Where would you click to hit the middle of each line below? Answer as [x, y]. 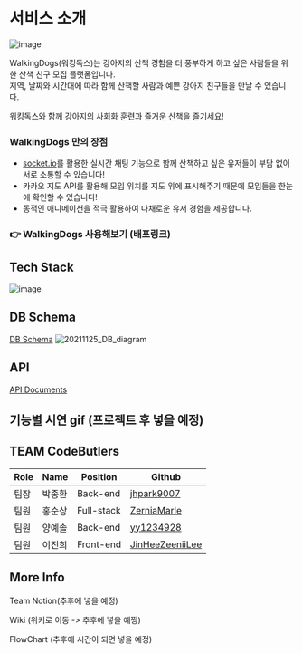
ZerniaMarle [156, 510]
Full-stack [99, 510]
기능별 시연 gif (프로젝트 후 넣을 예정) [107, 420]
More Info [37, 577]
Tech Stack [42, 267]
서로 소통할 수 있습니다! [64, 175]
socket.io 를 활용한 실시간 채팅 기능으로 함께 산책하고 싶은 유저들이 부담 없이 [156, 163]
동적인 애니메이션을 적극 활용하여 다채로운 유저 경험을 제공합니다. [137, 208]
